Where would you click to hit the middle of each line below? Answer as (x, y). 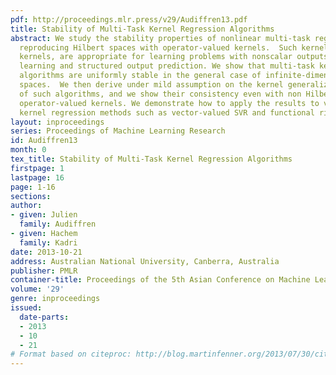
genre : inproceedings (55, 299)
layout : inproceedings (57, 122)
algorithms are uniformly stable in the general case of (140, 76)
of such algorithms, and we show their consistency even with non (160, 94)
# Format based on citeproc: (71, 354)
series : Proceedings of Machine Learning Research (118, 131)
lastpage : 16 (37, 177)
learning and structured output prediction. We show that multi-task (167, 66)
